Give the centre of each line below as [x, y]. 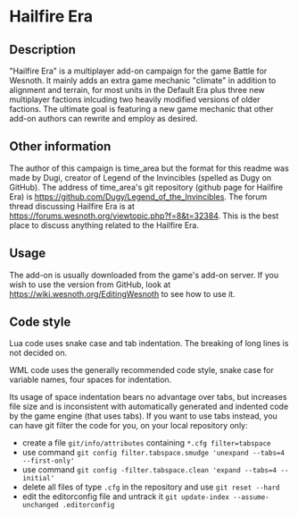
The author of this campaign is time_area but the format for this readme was [149, 168]
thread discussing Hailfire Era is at [72, 206]
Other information [60, 146]
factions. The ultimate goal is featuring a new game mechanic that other [141, 109]
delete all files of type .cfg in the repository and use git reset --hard [151, 487]
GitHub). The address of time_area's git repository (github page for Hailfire [146, 187]
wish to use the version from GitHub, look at [90, 284]
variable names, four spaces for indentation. [91, 380]
